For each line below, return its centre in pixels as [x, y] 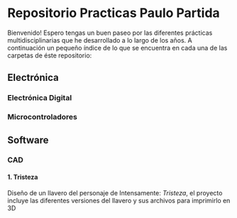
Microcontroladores [43, 117]
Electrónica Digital [40, 98]
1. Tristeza [23, 177]
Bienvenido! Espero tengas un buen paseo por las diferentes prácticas [110, 33]
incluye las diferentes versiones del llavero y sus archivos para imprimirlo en [119, 200]
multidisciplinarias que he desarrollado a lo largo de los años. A [100, 40]
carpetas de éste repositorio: [50, 55]
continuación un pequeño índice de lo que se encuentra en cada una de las [117, 48]
